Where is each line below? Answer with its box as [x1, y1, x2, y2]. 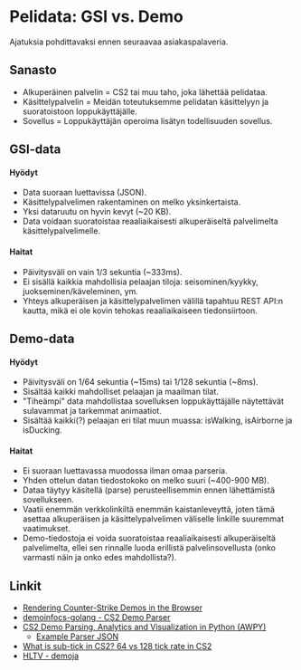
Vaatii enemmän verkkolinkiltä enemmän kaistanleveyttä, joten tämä [22, 504, 276, 515]
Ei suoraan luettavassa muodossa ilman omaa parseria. [22, 465, 228, 476]
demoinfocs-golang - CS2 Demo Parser [22, 612, 171, 623]
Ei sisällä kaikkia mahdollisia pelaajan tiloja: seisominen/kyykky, [22, 276, 259, 287]
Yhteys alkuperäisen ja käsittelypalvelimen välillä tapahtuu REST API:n [22, 295, 283, 306]
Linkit [9, 578, 42, 594]
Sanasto [9, 62, 57, 78]
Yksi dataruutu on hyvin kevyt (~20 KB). [22, 206, 172, 217]
